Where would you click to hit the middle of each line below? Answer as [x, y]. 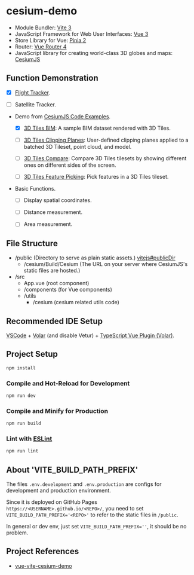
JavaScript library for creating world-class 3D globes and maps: [94, 53]
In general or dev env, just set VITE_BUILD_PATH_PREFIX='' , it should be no [96, 526]
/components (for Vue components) [68, 290]
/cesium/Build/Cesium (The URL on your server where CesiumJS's [106, 264]
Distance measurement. [53, 212]
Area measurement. [48, 224]
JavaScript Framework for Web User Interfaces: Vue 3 [81, 33]
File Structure [32, 243]
